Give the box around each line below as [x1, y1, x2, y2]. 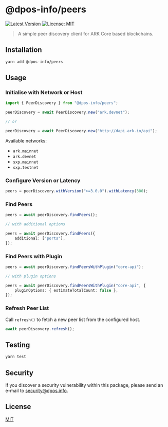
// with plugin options [5, 274, 57, 279]
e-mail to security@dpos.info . [5, 387, 68, 394]
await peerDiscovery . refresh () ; [5, 326, 74, 331]
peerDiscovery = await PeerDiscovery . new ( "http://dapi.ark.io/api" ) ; [5, 128, 158, 133]
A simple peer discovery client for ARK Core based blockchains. [17, 30, 154, 37]
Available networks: [5, 137, 47, 144]
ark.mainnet [12, 148, 39, 154]
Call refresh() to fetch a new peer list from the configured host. [5, 316, 140, 323]
